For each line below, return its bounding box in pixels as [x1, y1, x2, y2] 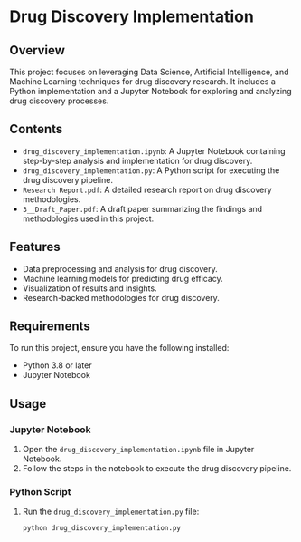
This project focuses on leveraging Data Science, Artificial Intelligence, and [9, 66, 289, 77]
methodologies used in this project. [22, 213, 155, 224]
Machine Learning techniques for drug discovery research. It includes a [9, 76, 276, 87]
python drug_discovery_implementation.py [22, 524, 181, 533]
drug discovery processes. [9, 95, 109, 106]
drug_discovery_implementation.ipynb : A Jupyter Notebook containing [22, 145, 286, 156]
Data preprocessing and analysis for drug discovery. [22, 263, 219, 274]
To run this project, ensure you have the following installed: [9, 343, 230, 353]
